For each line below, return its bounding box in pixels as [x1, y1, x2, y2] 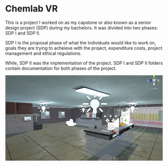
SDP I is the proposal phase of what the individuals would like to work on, [5, 39, 156, 45]
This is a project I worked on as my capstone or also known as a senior [5, 19, 151, 25]
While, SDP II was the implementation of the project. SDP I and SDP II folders [5, 60, 163, 66]
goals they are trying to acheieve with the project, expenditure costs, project [5, 45, 162, 51]
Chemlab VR [5, 3, 58, 14]
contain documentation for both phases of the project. [5, 65, 117, 71]
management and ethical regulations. [5, 50, 81, 56]
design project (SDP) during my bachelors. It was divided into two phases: [5, 24, 158, 30]
